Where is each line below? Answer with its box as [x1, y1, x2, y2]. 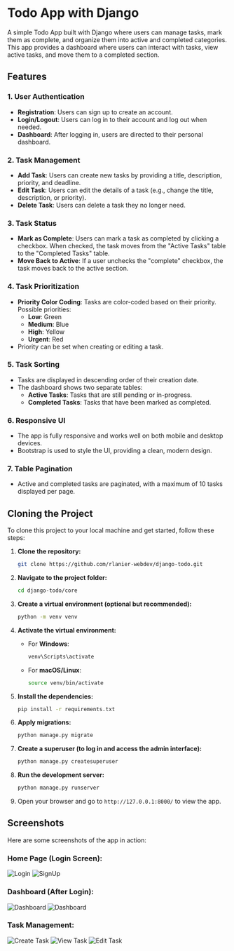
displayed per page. [17, 487, 76, 496]
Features [7, 71, 47, 83]
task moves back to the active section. [17, 264, 129, 273]
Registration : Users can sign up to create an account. [17, 107, 173, 116]
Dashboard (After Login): [7, 887, 95, 897]
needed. [17, 123, 42, 131]
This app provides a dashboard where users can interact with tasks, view [7, 43, 219, 51]
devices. [17, 439, 43, 447]
